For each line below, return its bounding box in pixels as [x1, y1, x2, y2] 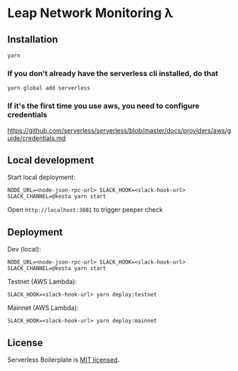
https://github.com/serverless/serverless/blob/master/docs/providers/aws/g [7, 126, 232, 134]
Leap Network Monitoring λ [7, 5, 173, 21]
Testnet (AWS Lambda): [7, 277, 77, 286]
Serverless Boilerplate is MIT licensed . [7, 355, 119, 364]
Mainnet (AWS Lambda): [7, 303, 79, 312]
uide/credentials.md [7, 134, 66, 142]
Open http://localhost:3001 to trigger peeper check [7, 205, 163, 214]
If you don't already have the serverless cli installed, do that [7, 68, 219, 78]
